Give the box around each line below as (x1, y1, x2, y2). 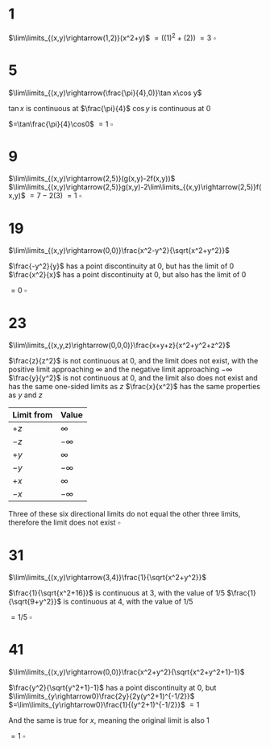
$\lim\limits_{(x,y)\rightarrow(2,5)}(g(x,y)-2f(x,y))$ (8, 174, 176, 184)
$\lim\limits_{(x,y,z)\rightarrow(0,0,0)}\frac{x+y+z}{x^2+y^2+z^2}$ (8, 340, 231, 351)
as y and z (8, 390, 43, 400)
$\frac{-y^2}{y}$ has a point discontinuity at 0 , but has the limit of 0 (8, 261, 235, 271)
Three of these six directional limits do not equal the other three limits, (8, 509, 241, 519)
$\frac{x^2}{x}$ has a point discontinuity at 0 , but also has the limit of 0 (8, 270, 247, 280)
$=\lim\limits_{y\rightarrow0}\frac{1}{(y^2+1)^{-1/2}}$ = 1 (8, 700, 200, 710)
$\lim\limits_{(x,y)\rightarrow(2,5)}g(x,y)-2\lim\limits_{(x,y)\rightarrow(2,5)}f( (8, 182, 262, 192)
